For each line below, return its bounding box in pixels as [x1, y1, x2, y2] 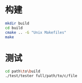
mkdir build [5, 21, 29, 26]
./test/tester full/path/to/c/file [5, 74, 78, 79]
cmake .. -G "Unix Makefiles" [5, 30, 67, 35]
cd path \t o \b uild [5, 69, 41, 74]
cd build [5, 25, 23, 30]
